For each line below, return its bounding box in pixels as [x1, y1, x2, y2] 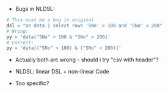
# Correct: [6, 40, 34, 46]
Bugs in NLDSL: [15, 5, 55, 12]
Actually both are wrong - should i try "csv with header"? [15, 56, 159, 63]
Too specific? [15, 80, 49, 87]
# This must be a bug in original [6, 17, 95, 23]
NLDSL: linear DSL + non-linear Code [15, 68, 109, 75]
